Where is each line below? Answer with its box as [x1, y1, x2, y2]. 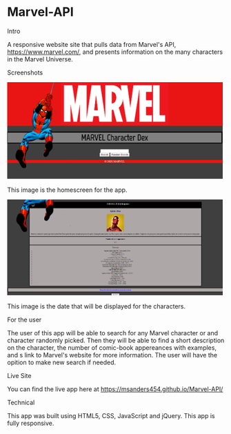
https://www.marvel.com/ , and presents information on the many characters [7, 48, 223, 56]
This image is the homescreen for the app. [7, 186, 128, 194]
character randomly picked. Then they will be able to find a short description [7, 336, 225, 344]
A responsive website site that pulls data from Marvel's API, [7, 40, 177, 48]
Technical [7, 398, 35, 406]
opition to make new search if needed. [7, 358, 117, 366]
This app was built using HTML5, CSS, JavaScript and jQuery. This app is [7, 411, 215, 420]
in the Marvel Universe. [7, 55, 74, 63]
